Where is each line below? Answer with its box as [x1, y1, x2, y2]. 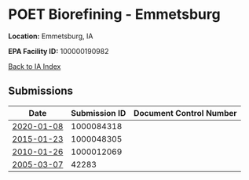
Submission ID [70, 107, 126, 118]
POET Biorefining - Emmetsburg [8, 5, 222, 23]
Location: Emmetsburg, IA [8, 31, 93, 41]
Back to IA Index [8, 61, 61, 71]
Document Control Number [133, 107, 237, 118]
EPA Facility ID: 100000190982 [8, 46, 109, 56]
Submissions [8, 85, 73, 98]
